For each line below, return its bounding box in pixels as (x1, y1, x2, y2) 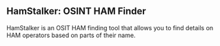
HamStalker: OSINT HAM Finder (6, 5, 146, 17)
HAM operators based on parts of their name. (6, 31, 136, 39)
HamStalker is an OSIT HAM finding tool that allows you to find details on (6, 23, 214, 32)
